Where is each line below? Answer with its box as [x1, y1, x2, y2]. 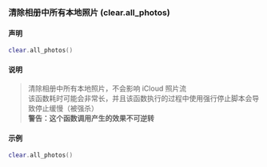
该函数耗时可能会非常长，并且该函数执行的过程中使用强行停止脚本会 [27, 94, 253, 103]
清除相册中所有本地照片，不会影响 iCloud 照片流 [27, 83, 186, 93]
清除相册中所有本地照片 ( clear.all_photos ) [8, 6, 170, 17]
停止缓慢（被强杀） [34, 103, 98, 113]
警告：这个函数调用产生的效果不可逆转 [27, 114, 154, 123]
